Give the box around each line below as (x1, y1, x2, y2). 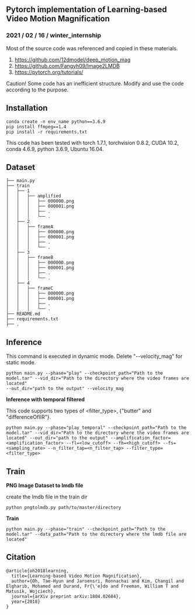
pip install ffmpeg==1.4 (6, 124, 67, 129)
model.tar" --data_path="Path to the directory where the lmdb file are (6, 531, 187, 537)
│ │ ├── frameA (6, 224, 54, 230)
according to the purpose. (6, 86, 69, 93)
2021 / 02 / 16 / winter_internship (6, 32, 102, 40)
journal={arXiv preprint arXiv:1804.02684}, (11, 593, 121, 599)
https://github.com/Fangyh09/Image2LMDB (14, 62, 120, 69)
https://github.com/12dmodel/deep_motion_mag (14, 56, 131, 63)
